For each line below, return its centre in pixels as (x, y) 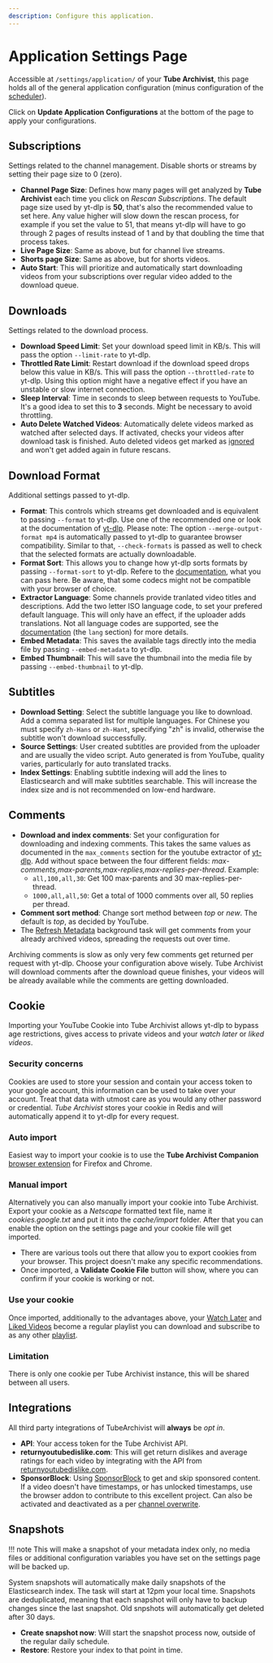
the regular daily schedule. (65, 1641)
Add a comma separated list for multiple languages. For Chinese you (135, 720)
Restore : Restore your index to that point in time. (101, 1650)
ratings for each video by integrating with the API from (111, 1460)
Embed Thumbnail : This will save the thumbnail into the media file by (136, 658)
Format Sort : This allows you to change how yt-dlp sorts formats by (134, 563)
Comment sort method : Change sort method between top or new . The (139, 912)
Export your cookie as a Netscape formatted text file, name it (110, 1211)
